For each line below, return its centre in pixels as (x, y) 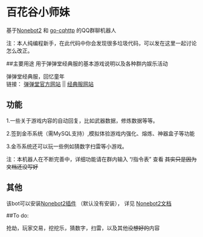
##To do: (18, 215)
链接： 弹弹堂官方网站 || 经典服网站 (50, 84)
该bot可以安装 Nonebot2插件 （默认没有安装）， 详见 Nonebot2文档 (89, 203)
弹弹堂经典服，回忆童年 (35, 76)
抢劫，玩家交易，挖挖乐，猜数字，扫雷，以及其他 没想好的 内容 (83, 228)
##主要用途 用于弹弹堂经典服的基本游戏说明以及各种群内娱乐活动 (87, 63)
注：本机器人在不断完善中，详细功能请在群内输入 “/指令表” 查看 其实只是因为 (101, 159)
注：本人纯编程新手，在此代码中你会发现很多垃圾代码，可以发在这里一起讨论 (101, 43)
